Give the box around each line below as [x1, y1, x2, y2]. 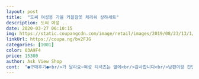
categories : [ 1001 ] [6, 42, 54, 48]
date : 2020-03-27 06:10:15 [6, 25, 73, 31]
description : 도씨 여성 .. [6, 20, 68, 26]
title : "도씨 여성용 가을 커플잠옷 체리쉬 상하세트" [6, 14, 120, 20]
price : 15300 [6, 53, 38, 59]
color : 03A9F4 [6, 48, 41, 53]
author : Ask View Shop [6, 58, 62, 64]
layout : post [6, 8, 38, 15]
